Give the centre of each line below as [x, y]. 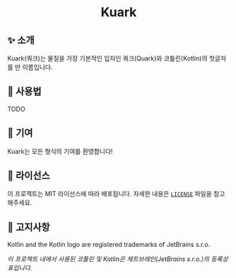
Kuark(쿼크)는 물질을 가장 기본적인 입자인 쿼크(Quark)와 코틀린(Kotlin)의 [107, 58]
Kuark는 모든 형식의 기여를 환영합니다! [60, 151]
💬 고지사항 [29, 227]
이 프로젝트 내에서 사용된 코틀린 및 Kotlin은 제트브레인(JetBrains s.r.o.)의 [108, 259]
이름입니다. [37, 67]
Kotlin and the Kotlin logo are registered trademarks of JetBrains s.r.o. [109, 245]
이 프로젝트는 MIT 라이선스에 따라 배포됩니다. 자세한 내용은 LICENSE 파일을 [110, 194]
